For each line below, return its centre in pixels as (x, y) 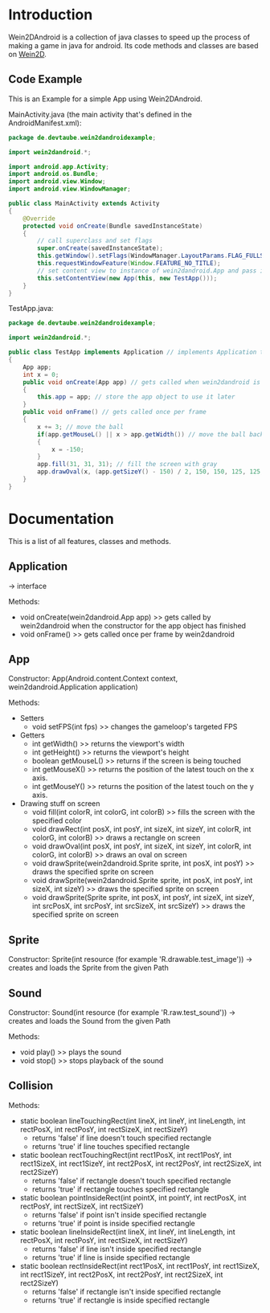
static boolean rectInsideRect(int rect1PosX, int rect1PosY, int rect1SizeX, (139, 1266)
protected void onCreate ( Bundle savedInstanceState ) (113, 226)
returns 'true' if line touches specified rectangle (111, 1146)
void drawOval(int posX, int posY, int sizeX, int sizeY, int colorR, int (141, 846)
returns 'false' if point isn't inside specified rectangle (119, 1214)
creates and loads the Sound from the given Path (90, 1021)
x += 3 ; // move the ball (81, 427)
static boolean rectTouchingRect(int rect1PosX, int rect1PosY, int (126, 1155)
